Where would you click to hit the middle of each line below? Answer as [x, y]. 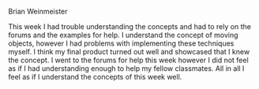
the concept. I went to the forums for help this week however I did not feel [128, 60]
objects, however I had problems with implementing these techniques [121, 43]
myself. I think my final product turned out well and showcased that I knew [129, 52]
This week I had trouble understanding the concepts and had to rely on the [129, 26]
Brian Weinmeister [38, 11]
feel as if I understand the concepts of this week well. [95, 77]
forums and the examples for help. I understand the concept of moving [123, 35]
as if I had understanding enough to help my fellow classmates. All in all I [126, 69]
